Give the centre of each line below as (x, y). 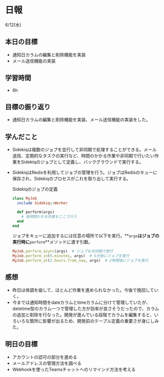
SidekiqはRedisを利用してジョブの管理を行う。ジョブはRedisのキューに (85, 172)
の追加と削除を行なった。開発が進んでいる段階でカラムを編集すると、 (83, 315)
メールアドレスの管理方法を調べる (47, 363)
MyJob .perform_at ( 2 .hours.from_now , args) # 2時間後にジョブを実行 (80, 261)
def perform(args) (36, 212)
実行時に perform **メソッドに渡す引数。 (52, 242)
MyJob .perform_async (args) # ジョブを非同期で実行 (63, 251)
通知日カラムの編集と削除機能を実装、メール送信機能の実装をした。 (81, 120)
